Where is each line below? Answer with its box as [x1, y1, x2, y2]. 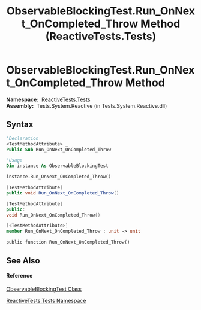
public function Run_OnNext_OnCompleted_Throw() [6, 239, 130, 245]
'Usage [6, 157, 23, 163]
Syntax [6, 120, 34, 130]
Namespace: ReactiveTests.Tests [6, 96, 91, 103]
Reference [6, 272, 33, 279]
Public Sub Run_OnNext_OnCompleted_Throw [6, 147, 112, 153]
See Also [6, 256, 40, 266]
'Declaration [6, 135, 39, 141]
